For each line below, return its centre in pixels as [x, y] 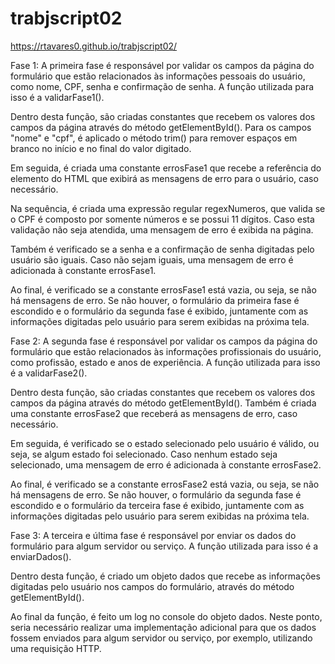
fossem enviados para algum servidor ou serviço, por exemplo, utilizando [161, 638]
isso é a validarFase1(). [57, 97]
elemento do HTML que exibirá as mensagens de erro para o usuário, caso [164, 178]
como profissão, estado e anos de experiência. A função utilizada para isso [165, 362]
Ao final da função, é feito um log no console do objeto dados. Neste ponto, [166, 616]
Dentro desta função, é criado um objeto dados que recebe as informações [165, 576]
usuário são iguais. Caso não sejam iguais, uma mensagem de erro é [152, 259]
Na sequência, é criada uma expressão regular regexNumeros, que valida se [168, 208]
